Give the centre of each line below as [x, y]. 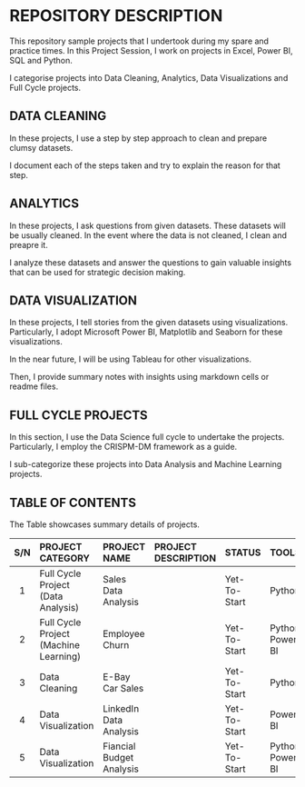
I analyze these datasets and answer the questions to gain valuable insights [151, 262]
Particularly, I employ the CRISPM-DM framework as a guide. [123, 447]
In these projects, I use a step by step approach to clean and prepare [138, 138]
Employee [124, 634]
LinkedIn [121, 708]
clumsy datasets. [41, 147]
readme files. [34, 386]
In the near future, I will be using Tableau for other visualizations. [131, 359]
